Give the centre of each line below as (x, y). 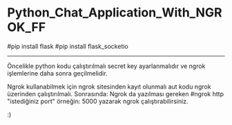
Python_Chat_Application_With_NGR (115, 13)
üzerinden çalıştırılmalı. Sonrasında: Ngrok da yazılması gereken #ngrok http (116, 93)
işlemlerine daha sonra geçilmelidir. (58, 73)
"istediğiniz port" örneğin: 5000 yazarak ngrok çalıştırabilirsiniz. (98, 101)
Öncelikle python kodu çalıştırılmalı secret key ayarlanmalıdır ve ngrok (106, 66)
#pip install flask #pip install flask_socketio (68, 46)
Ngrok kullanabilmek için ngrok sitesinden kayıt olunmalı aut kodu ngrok (109, 87)
